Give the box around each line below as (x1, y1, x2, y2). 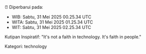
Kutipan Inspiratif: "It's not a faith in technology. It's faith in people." (4, 34, 142, 40)
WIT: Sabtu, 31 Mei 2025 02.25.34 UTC (11, 25, 91, 30)
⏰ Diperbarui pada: (4, 4, 44, 10)
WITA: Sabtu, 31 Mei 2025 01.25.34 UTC (11, 19, 93, 25)
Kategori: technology (4, 44, 47, 49)
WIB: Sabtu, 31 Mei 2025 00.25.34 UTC (11, 14, 91, 20)
